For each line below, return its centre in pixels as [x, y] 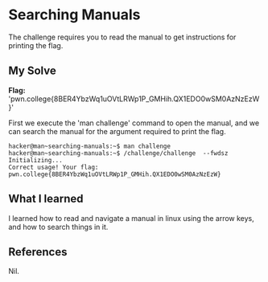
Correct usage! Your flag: [54, 167]
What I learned [46, 199]
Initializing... [35, 160]
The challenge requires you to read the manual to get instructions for [122, 37]
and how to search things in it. [58, 227]
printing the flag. [36, 45]
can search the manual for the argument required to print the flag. [118, 131]
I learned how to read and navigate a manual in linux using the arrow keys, [132, 218]
